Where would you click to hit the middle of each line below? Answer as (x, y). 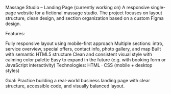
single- (158, 7)
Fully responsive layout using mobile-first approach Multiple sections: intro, (84, 43)
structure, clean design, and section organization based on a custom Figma (85, 18)
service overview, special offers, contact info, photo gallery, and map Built (83, 49)
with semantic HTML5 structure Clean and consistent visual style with (79, 54)
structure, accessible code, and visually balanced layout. (65, 86)
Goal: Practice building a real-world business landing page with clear (78, 80)
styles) (13, 70)
